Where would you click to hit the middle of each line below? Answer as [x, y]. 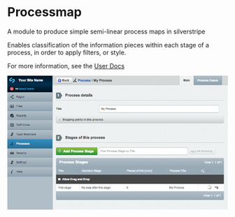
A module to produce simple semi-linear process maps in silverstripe [106, 31]
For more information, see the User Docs [66, 66]
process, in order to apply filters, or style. [67, 52]
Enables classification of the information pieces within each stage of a [108, 45]
